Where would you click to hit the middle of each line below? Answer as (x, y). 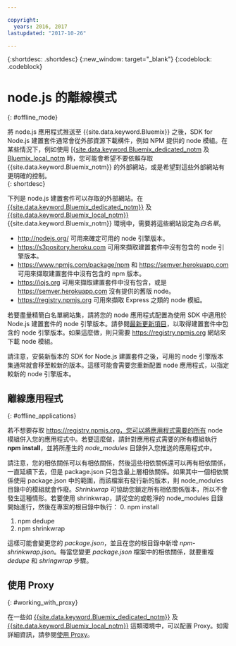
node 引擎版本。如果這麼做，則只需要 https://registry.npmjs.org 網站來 (124, 333)
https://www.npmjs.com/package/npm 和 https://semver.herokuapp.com (123, 265)
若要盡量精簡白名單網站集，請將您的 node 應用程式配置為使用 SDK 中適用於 (117, 315)
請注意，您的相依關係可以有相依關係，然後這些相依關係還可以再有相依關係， (118, 463)
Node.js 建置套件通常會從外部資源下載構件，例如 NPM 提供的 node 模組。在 (117, 141)
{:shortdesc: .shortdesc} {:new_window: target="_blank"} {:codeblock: (110, 59)
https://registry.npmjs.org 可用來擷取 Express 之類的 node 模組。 (112, 300)
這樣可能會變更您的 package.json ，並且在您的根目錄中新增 (93, 543)
